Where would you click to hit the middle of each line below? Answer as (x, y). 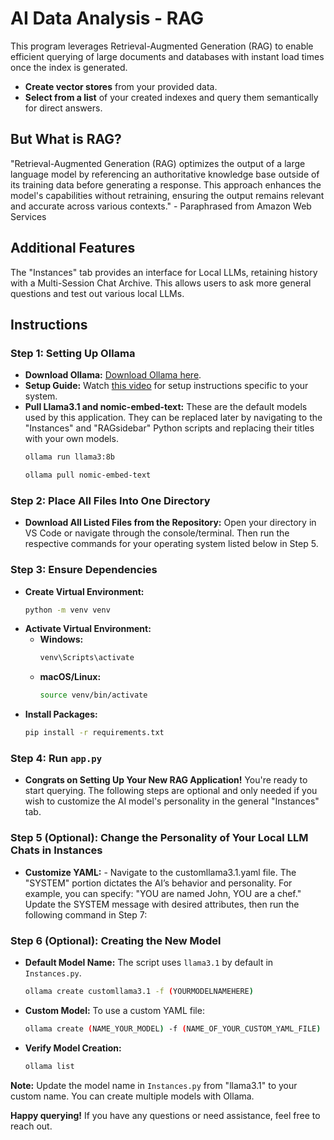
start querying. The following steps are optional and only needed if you (171, 791)
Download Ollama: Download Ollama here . (113, 375)
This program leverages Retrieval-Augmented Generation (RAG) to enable (162, 46)
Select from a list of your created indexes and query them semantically (171, 97)
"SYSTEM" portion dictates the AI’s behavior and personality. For (158, 883)
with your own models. (71, 439)
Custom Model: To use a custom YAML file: (114, 1010)
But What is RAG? (66, 139)
